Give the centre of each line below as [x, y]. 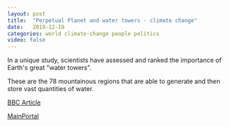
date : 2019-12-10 [36, 27]
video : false [27, 40]
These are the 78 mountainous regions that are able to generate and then [114, 81]
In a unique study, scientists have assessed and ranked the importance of [114, 60]
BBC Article [24, 102]
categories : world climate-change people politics [83, 34]
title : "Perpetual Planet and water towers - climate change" [102, 20]
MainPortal [23, 116]
